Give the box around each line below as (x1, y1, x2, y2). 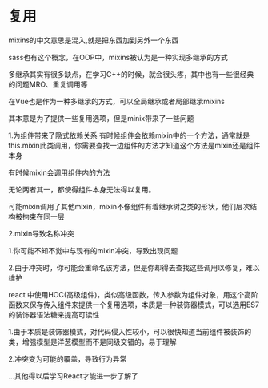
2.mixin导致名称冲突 (8, 228, 74, 238)
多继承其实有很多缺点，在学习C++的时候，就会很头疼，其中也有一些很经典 (8, 69, 254, 79)
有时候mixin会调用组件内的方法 (8, 168, 110, 177)
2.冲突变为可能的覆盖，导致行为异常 (8, 354, 127, 363)
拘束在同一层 (22, 212, 65, 221)
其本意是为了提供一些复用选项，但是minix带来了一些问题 (8, 113, 194, 123)
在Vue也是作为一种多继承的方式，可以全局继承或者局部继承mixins (8, 96, 226, 106)
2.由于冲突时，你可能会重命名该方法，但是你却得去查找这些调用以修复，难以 (8, 262, 260, 273)
